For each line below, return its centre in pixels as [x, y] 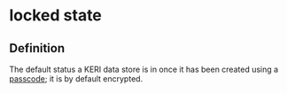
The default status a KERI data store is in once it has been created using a [144, 69]
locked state [55, 15]
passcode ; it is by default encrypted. [76, 79]
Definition [37, 48]
